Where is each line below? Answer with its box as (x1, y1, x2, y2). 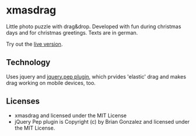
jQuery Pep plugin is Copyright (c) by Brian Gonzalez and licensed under (14, 118, 190, 125)
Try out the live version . (6, 40, 63, 47)
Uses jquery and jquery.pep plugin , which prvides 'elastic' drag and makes (6, 73, 186, 80)
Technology (6, 57, 51, 67)
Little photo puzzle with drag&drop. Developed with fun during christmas (6, 23, 181, 30)
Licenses (6, 96, 40, 106)
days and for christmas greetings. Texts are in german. (6, 29, 138, 36)
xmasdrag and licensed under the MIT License (14, 112, 127, 119)
